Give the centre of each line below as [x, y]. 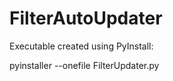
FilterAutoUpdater [86, 18]
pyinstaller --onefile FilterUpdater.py [84, 65]
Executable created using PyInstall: [81, 46]
